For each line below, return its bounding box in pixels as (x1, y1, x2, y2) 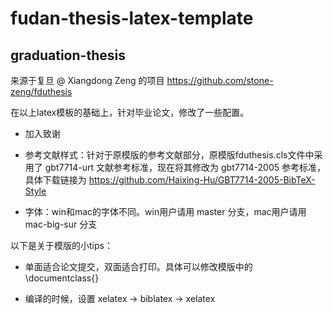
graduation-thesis (10, 47, 126, 64)
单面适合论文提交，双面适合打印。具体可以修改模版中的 (24, 261, 253, 272)
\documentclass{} (24, 272, 100, 284)
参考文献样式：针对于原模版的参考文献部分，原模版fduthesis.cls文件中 (24, 149, 315, 161)
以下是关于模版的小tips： (10, 240, 113, 251)
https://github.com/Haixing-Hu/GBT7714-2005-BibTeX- (88, 174, 316, 186)
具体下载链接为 (24, 174, 87, 186)
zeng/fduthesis (10, 86, 73, 97)
